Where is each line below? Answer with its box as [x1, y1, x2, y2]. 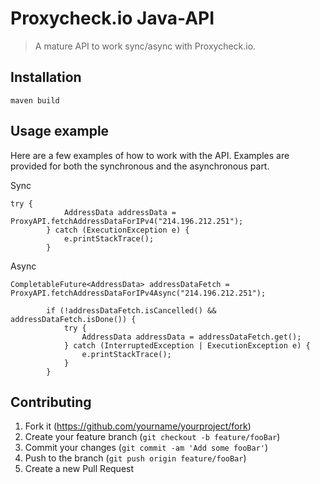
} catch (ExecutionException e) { [46, 225, 190, 235]
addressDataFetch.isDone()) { [10, 314, 137, 324]
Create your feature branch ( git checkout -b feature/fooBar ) [24, 431, 281, 443]
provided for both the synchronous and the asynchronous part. [10, 160, 270, 172]
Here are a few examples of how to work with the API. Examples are [10, 149, 290, 161]
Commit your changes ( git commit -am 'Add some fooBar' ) [24, 442, 269, 454]
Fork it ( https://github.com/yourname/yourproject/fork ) [24, 420, 252, 432]
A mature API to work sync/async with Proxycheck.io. [34, 40, 257, 52]
